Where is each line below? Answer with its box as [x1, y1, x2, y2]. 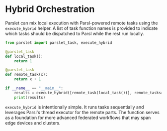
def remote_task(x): [5, 72, 48, 77]
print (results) [14, 95, 46, 100]
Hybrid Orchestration [5, 3, 95, 15]
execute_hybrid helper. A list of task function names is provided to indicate [5, 25, 158, 31]
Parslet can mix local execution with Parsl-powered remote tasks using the [5, 20, 158, 26]
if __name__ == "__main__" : [5, 86, 64, 91]
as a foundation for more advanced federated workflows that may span [5, 115, 151, 121]
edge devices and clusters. [5, 120, 61, 126]
